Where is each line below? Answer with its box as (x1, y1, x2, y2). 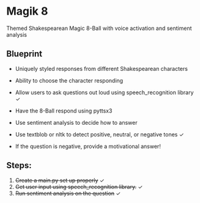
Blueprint (6, 49, 43, 59)
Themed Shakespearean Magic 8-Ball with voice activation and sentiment (6, 24, 192, 32)
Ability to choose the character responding (15, 76, 124, 84)
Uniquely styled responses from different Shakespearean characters (15, 65, 188, 72)
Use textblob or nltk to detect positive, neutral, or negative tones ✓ (15, 130, 185, 138)
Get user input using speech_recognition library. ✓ (15, 183, 143, 190)
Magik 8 (6, 4, 48, 18)
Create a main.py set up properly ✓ (15, 176, 105, 184)
